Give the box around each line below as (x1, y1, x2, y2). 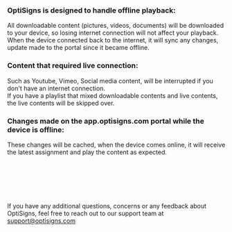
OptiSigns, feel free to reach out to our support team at (7, 209, 164, 217)
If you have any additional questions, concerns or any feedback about (7, 201, 206, 210)
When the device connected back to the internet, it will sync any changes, (7, 36, 219, 44)
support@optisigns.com (7, 216, 76, 224)
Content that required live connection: (7, 61, 139, 71)
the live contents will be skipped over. (7, 99, 115, 107)
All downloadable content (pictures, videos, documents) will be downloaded (7, 22, 224, 30)
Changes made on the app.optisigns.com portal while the (7, 116, 204, 126)
